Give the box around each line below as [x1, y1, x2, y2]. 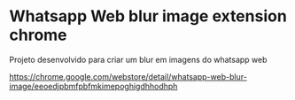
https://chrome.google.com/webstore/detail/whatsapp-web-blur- [9, 71, 248, 81]
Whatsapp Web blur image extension [9, 6, 288, 27]
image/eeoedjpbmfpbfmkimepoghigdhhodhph [9, 81, 178, 91]
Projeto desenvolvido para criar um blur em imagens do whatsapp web [9, 54, 268, 65]
